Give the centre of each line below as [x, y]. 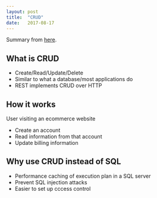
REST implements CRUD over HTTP [58, 86]
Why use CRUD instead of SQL [64, 162]
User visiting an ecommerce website [51, 119]
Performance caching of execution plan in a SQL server [83, 176]
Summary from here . [32, 40]
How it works [31, 104]
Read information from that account [58, 137]
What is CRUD [33, 58]
